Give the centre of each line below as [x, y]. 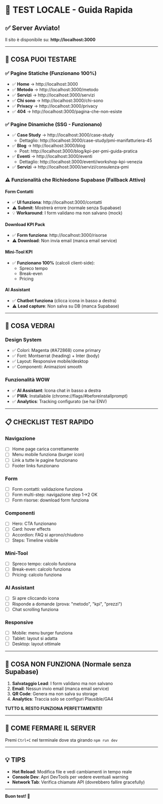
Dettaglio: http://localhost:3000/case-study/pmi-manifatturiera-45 [86, 140]
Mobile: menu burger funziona [42, 632]
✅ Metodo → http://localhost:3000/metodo [55, 89]
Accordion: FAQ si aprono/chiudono [48, 535]
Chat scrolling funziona [35, 609]
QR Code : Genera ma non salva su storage [55, 693]
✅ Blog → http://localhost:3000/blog [49, 145]
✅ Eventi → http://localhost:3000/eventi [52, 156]
